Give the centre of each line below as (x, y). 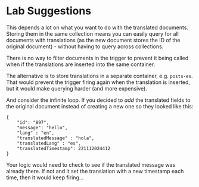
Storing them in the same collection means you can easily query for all (92, 33)
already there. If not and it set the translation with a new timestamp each (95, 171)
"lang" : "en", (36, 133)
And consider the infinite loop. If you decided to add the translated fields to (98, 100)
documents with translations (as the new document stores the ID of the (93, 40)
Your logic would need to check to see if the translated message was (91, 164)
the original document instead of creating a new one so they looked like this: (100, 106)
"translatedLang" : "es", (49, 143)
